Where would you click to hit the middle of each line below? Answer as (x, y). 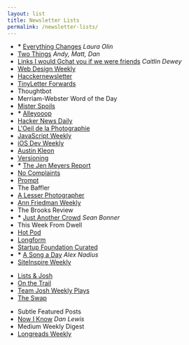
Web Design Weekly (46, 69)
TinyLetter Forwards (47, 84)
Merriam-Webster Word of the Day (67, 99)
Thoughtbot (34, 91)
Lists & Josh (35, 276)
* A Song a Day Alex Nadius (58, 255)
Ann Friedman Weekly (49, 203)
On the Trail (34, 283)
